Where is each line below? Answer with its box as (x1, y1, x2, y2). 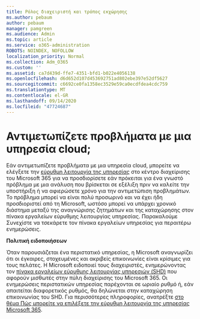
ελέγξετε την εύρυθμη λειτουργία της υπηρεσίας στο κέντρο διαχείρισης (6, 168, 190, 176)
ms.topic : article (6, 37, 52, 43)
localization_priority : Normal (6, 53, 85, 59)
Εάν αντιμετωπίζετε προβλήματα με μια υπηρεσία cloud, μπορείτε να (6, 162, 180, 169)
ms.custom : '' (6, 64, 42, 71)
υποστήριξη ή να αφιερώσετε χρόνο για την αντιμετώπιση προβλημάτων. (6, 187, 190, 195)
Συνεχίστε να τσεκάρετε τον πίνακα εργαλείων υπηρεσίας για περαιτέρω (6, 219, 191, 227)
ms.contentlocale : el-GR (6, 92, 68, 98)
